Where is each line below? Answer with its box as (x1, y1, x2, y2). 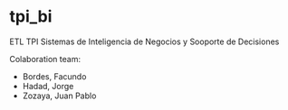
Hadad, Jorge (22, 80, 74, 91)
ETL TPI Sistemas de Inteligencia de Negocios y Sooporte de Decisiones (9, 36, 280, 47)
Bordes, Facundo (22, 70, 87, 82)
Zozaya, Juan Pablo (22, 90, 97, 101)
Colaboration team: (9, 53, 82, 64)
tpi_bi (9, 6, 53, 27)
